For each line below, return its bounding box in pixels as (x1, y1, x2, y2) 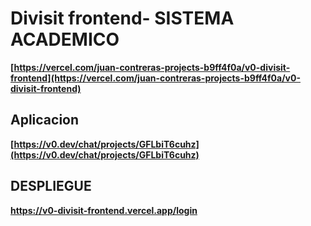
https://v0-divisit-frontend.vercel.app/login (10, 204, 198, 216)
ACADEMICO (10, 28, 120, 51)
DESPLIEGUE (10, 178, 92, 195)
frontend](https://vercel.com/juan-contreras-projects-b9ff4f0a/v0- (10, 72, 301, 84)
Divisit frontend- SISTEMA (10, 7, 235, 30)
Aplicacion (10, 112, 80, 129)
